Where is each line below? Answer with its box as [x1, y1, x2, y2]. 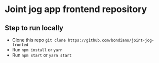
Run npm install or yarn [12, 47, 63, 52]
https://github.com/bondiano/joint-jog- [67, 38, 154, 43]
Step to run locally [5, 24, 64, 32]
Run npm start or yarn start [12, 52, 72, 58]
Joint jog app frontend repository [5, 4, 147, 15]
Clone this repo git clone [12, 37, 66, 43]
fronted [12, 42, 28, 47]
